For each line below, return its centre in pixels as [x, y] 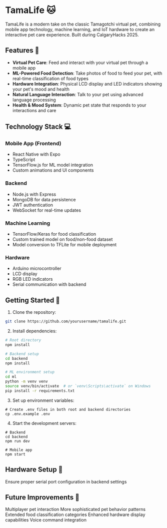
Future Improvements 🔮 [42, 497]
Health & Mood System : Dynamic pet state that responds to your [79, 105]
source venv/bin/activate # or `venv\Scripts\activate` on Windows [78, 386]
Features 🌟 [22, 50]
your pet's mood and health [41, 89]
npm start [15, 454]
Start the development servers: [44, 423]
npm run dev [17, 441]
